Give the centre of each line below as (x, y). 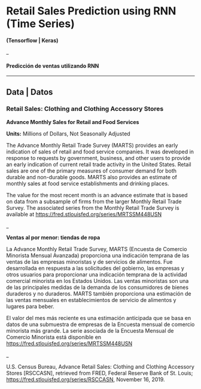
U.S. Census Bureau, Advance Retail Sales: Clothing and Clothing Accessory (100, 366)
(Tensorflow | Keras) (32, 40)
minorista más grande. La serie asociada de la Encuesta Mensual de (90, 330)
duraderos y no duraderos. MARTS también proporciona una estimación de (99, 293)
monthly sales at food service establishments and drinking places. (88, 183)
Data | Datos (30, 92)
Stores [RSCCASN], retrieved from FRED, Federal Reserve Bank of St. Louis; (100, 373)
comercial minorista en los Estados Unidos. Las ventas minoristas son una (98, 281)
